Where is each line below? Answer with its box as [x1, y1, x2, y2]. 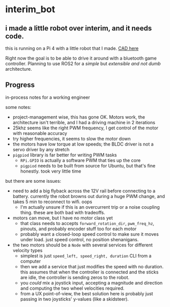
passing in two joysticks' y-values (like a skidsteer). [20, 296, 129, 302]
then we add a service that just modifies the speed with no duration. [20, 263, 164, 269]
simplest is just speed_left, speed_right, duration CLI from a [20, 253, 152, 259]
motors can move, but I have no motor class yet [12, 215, 113, 221]
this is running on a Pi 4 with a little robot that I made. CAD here [5, 45, 139, 51]
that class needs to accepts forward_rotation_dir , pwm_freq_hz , [20, 220, 155, 226]
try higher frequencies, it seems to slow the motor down [12, 135, 131, 142]
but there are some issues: [5, 178, 61, 184]
